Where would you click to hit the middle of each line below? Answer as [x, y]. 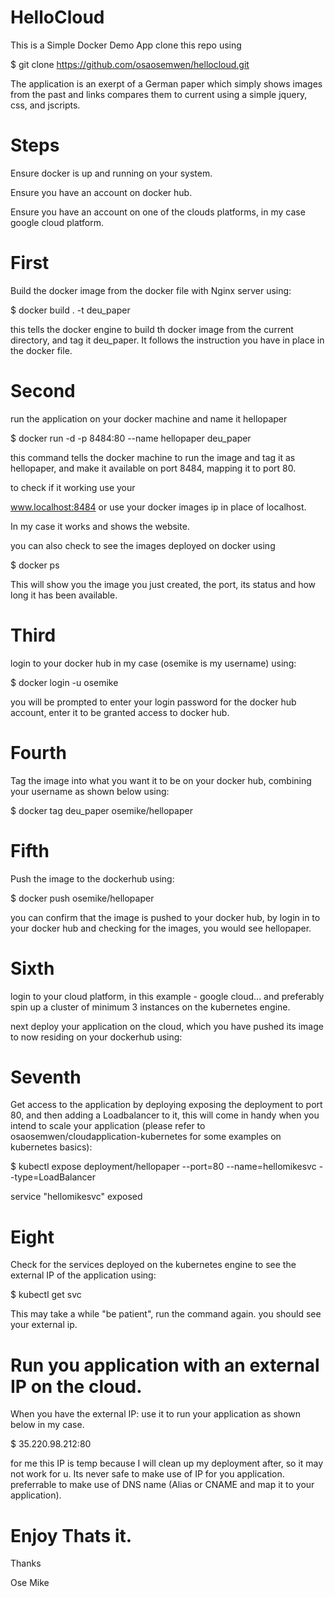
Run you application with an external [165, 1365]
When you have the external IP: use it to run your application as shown [155, 1414]
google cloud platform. [57, 222]
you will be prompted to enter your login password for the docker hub [153, 702]
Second [43, 391]
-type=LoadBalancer [53, 1177]
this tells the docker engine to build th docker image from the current [152, 329]
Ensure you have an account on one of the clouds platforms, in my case [158, 212]
